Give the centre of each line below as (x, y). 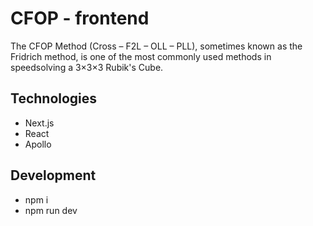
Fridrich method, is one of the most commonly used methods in (141, 56)
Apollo (38, 144)
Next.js (39, 123)
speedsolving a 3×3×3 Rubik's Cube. (87, 67)
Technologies (54, 98)
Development (53, 175)
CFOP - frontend (80, 18)
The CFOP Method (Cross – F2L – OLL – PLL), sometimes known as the (156, 46)
